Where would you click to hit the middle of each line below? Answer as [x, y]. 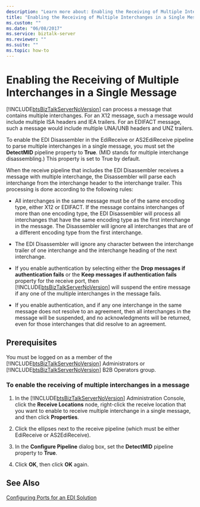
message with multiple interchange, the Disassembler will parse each [91, 176]
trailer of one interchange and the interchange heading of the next [96, 250]
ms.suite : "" [22, 45]
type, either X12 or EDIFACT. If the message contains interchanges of [99, 207]
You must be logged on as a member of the [59, 357]
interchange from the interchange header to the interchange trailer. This [94, 183]
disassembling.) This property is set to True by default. [74, 158]
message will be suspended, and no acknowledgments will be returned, [103, 318]
